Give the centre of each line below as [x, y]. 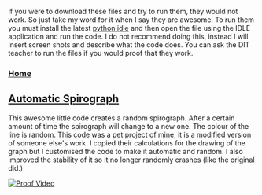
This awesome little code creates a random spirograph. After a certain [122, 118]
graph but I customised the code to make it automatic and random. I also [126, 151]
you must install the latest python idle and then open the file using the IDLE [129, 28]
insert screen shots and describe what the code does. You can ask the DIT [129, 45]
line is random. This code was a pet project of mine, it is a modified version [130, 134]
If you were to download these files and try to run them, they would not [123, 11]
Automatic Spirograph [64, 99]
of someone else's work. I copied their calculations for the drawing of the [127, 143]
